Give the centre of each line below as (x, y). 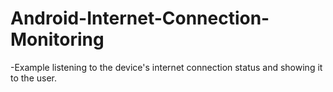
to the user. (33, 78)
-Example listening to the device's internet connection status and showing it (166, 67)
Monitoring (57, 39)
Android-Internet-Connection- (140, 18)
